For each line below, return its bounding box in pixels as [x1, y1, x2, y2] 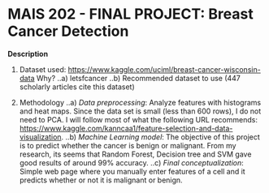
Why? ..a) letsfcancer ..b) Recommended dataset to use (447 [36, 73, 241, 83]
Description [7, 49, 49, 58]
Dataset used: [19, 64, 67, 74]
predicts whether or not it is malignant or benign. [19, 175, 184, 185]
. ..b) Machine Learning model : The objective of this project [61, 131, 261, 142]
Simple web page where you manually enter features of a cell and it [19, 166, 245, 176]
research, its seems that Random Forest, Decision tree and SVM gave [19, 149, 252, 159]
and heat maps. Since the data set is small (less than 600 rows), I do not [19, 106, 262, 116]
